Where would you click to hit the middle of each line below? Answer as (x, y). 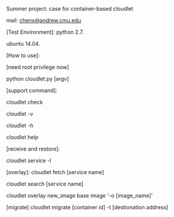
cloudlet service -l (29, 160)
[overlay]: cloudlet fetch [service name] (55, 172)
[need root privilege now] (38, 67)
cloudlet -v (20, 114)
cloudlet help (23, 137)
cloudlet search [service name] (45, 184)
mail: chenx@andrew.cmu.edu (44, 20)
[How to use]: (23, 55)
